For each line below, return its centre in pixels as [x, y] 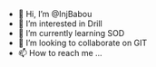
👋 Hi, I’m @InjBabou [55, 14]
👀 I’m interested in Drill [60, 24]
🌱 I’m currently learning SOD [71, 33]
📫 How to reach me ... [60, 53]
